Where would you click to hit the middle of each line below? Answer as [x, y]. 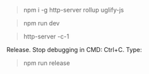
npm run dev [41, 23]
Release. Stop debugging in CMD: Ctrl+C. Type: [74, 50]
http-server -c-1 [46, 36]
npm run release [47, 63]
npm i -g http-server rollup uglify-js [73, 10]
